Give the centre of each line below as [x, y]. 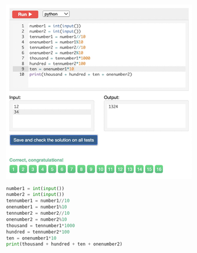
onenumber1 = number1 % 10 [37, 207]
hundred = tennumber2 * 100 [38, 232]
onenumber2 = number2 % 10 [37, 219]
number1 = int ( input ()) [35, 188]
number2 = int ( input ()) [35, 195]
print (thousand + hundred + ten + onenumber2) [64, 244]
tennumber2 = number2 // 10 [38, 214]
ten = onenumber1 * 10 [32, 238]
